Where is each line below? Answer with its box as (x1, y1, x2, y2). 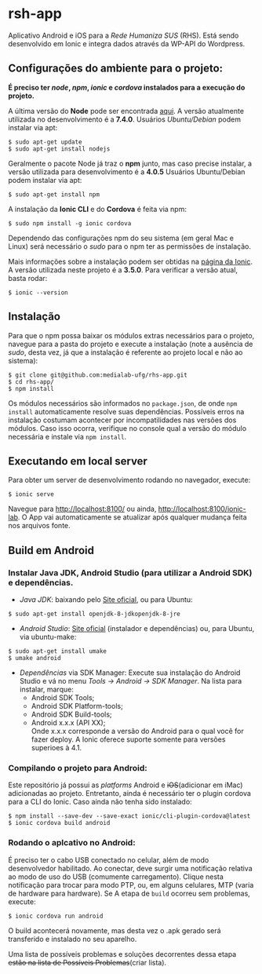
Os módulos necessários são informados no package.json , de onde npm (8, 398, 238, 408)
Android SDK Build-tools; (31, 710, 112, 719)
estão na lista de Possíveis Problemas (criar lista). (8, 958, 167, 967)
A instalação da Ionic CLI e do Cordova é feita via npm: (8, 204, 187, 213)
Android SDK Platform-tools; (31, 702, 123, 711)
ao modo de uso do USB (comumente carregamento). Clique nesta (8, 872, 224, 881)
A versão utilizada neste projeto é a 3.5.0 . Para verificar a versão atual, (8, 264, 238, 275)
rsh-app (8, 5, 63, 23)
